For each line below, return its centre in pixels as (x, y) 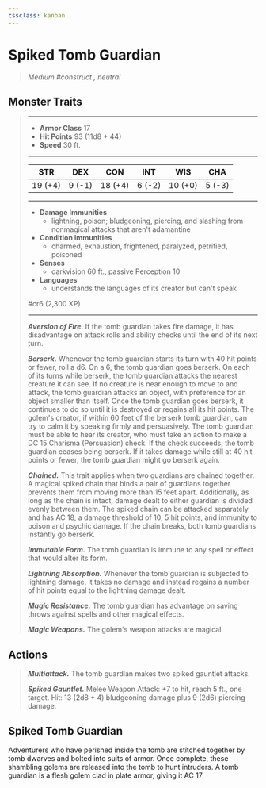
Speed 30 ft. (60, 145)
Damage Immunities (73, 213)
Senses (52, 263)
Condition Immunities (76, 238)
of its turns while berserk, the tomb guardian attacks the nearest (132, 376)
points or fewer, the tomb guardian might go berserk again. (123, 460)
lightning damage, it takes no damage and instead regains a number (138, 582)
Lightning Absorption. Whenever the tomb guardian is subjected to (138, 574)
